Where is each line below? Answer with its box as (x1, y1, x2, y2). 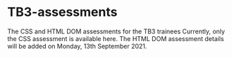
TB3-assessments (7, 4, 118, 20)
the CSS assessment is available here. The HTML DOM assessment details (7, 34, 224, 42)
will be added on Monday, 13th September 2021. (7, 42, 147, 50)
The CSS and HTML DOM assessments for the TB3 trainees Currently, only (7, 27, 226, 35)
